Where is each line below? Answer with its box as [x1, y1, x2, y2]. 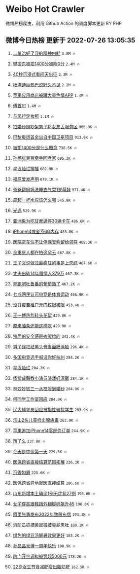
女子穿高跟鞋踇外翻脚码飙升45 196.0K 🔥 [12, 501, 94, 506]
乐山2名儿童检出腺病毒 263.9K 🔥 [12, 417, 78, 423]
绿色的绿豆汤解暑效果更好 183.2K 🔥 [12, 532, 84, 538]
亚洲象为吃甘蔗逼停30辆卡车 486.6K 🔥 [12, 218, 90, 224]
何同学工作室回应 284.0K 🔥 [12, 396, 67, 402]
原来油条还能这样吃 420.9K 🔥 [12, 323, 71, 328]
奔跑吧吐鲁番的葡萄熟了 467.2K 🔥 [12, 281, 80, 287]
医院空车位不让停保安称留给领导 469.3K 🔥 [12, 239, 98, 245]
